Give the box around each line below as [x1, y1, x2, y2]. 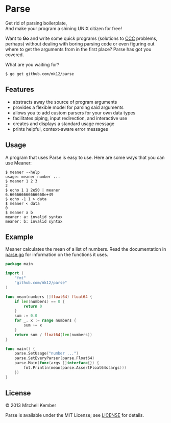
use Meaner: [5, 159, 32, 166]
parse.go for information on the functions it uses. [5, 251, 109, 258]
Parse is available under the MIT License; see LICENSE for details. [5, 412, 144, 418]
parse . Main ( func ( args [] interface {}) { [14, 361, 100, 366]
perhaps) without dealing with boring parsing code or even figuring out [5, 40, 155, 46]
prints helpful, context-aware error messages [12, 126, 108, 132]
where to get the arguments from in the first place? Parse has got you [5, 46, 152, 52]
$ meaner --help [5, 170, 40, 175]
